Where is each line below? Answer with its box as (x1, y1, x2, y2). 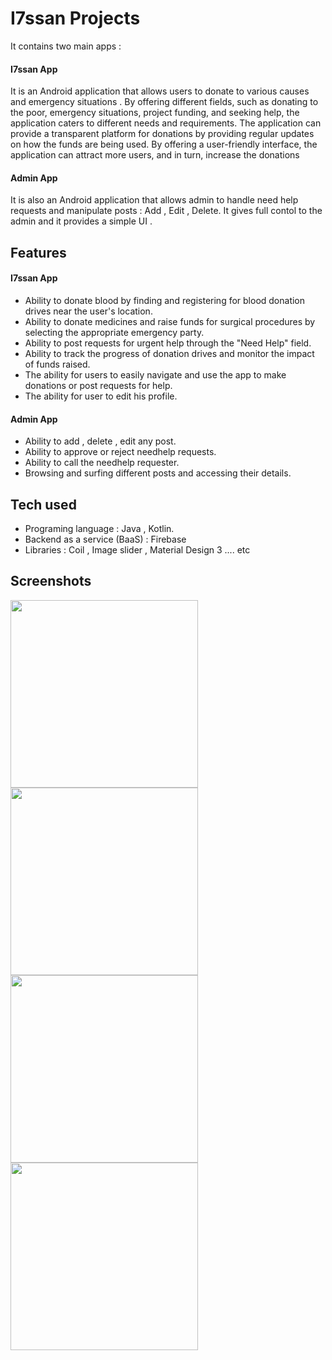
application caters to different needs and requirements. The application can (10, 117, 322, 129)
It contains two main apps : (10, 40, 122, 52)
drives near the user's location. (24, 305, 153, 317)
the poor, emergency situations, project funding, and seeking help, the (10, 107, 300, 119)
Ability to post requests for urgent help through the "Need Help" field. (24, 337, 312, 349)
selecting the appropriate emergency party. (24, 326, 205, 338)
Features (10, 244, 67, 261)
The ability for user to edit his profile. (24, 390, 178, 402)
